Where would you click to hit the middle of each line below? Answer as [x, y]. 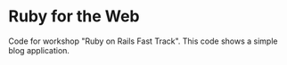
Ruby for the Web [74, 16]
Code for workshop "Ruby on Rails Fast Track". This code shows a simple [143, 41]
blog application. [39, 50]
